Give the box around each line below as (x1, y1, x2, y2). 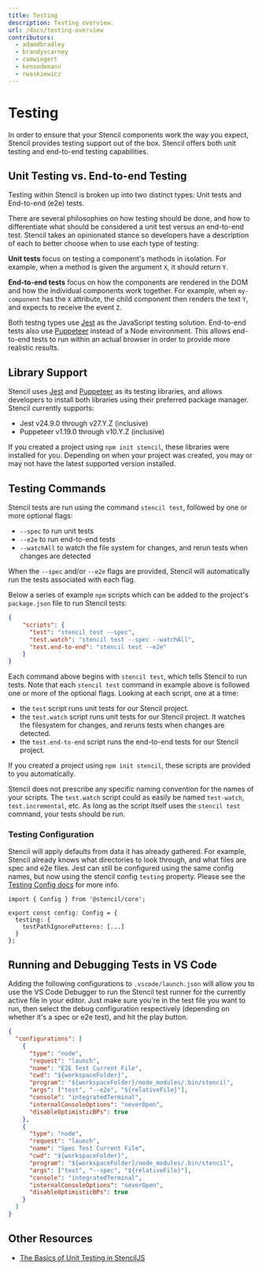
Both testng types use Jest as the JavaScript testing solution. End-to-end (8, 318, 246, 327)
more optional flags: (8, 511, 73, 520)
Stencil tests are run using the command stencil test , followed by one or (8, 502, 248, 512)
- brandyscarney (15, 48, 68, 56)
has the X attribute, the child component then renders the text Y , (42, 294, 249, 304)
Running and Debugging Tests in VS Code (8, 958, 218, 971)
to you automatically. (8, 769, 76, 779)
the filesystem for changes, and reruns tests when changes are (19, 720, 225, 730)
